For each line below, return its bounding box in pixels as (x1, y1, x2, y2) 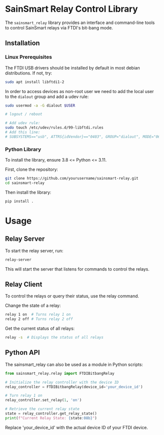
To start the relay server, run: (5, 248, 63, 253)
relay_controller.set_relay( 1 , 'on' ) (5, 398, 82, 403)
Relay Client (5, 280, 42, 288)
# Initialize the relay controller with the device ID (5, 380, 119, 385)
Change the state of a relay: (5, 302, 61, 309)
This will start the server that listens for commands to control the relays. (5, 266, 150, 272)
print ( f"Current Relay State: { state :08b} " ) (5, 415, 97, 420)
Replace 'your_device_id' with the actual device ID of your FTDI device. (5, 424, 148, 430)
